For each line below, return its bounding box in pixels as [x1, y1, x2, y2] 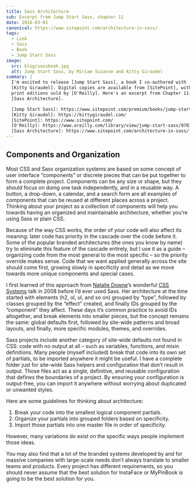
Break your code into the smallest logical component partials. [14, 408, 162, 416]
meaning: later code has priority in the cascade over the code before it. [6, 233, 177, 240]
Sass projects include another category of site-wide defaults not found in [6, 336, 182, 343]
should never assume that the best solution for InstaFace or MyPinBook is [6, 469, 183, 476]
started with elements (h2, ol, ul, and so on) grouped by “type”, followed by [6, 294, 187, 301]
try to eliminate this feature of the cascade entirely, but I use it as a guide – [6, 245, 185, 252]
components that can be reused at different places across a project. [6, 196, 169, 203]
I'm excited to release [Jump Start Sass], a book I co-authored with [11, 80, 187, 86]
